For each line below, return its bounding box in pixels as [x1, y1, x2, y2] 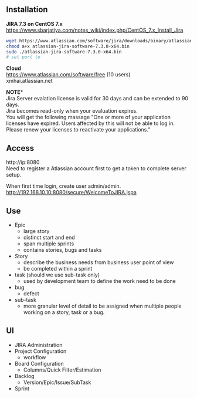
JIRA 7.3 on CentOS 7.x [6, 20, 63, 27]
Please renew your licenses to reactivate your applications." [6, 126, 151, 133]
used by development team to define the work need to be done [23, 277, 176, 284]
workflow [23, 353, 46, 360]
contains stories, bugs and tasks [23, 246, 102, 253]
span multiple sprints [23, 240, 74, 247]
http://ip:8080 [6, 158, 40, 166]
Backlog [14, 372, 35, 379]
